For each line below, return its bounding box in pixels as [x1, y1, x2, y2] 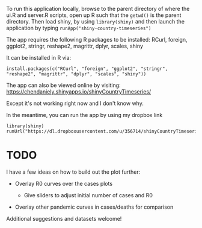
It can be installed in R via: [6, 54, 72, 61]
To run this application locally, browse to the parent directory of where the [6, 5, 190, 12]
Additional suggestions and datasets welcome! [6, 215, 122, 222]
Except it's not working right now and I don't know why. [6, 100, 144, 107]
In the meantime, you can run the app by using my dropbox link [6, 112, 163, 118]
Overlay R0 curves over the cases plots [14, 180, 113, 187]
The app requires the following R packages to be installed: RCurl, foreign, [6, 36, 188, 43]
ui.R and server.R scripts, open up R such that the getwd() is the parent [6, 11, 182, 19]
